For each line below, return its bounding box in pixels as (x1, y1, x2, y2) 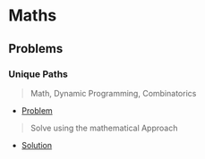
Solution (21, 139, 53, 150)
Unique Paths (8, 68, 68, 80)
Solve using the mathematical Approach (30, 122, 178, 133)
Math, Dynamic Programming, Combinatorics (30, 88, 197, 98)
